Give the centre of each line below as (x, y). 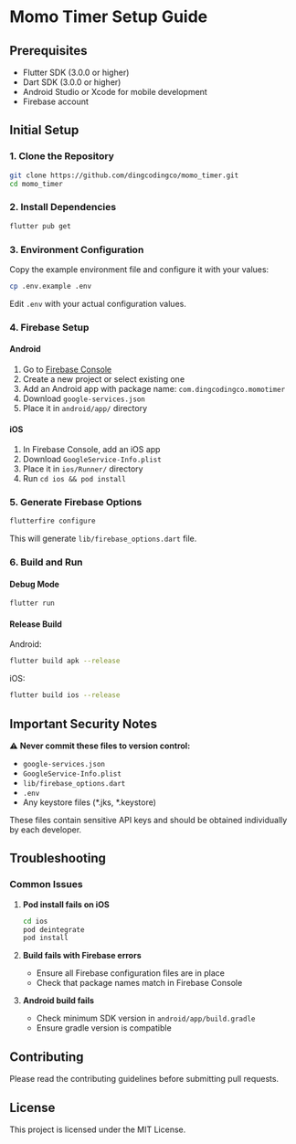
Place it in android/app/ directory (85, 408)
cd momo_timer (37, 184)
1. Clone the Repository (62, 156)
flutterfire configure (53, 521)
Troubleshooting (58, 858)
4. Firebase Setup (49, 327)
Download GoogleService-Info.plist (92, 460)
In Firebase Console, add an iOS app (91, 450)
